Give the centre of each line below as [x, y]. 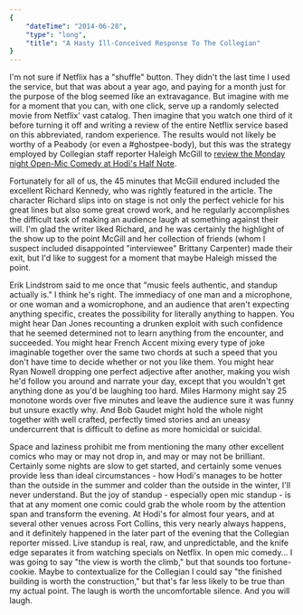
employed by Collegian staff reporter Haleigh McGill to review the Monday [147, 154]
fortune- [276, 563]
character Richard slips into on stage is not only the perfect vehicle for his [147, 201]
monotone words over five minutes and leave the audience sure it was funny [151, 401]
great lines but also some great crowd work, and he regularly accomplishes [150, 210]
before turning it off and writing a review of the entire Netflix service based [149, 125]
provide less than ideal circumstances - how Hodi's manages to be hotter [146, 476]
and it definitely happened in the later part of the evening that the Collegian [149, 534]
